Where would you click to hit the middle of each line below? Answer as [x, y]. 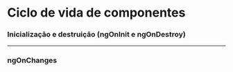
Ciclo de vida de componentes [96, 13]
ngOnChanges [32, 60]
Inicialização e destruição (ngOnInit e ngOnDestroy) [96, 35]
